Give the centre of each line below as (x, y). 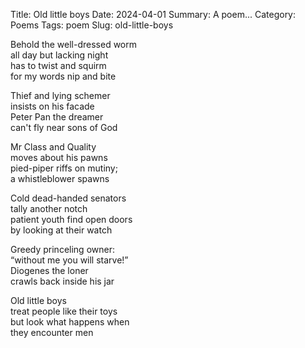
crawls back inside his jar (62, 281)
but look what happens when (70, 322)
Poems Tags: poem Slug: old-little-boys (92, 25)
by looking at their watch (61, 230)
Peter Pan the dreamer (57, 117)
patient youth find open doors (71, 219)
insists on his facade (52, 106)
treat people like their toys (64, 311)
